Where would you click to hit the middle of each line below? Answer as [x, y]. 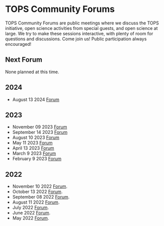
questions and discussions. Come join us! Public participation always [76, 39]
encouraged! [18, 44]
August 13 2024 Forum [36, 99]
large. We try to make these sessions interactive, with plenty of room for [79, 33]
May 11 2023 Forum [32, 143]
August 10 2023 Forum [36, 137]
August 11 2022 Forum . [36, 202]
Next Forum [24, 60]
